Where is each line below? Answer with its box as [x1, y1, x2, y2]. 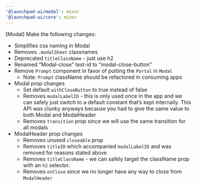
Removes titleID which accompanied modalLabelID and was [22, 143, 172, 150]
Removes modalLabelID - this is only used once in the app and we [22, 92, 183, 100]
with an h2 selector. [22, 161, 70, 169]
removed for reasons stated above [22, 149, 107, 156]
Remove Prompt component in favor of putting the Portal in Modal [14, 67, 173, 74]
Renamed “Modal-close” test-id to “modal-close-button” [14, 60, 152, 68]
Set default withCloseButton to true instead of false [22, 86, 147, 93]
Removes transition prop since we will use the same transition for [22, 117, 186, 124]
